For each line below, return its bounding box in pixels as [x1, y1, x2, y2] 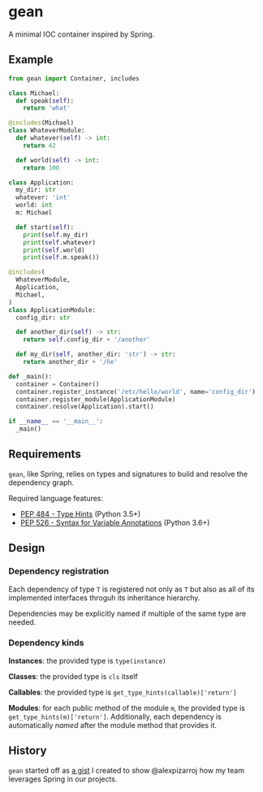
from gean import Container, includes [8, 74, 140, 83]
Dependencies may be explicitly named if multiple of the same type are [8, 608, 246, 618]
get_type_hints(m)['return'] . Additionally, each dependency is [8, 712, 222, 721]
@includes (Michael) [8, 119, 75, 128]
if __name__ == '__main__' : [8, 418, 104, 426]
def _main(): [8, 372, 53, 380]
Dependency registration [8, 565, 110, 577]
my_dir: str [15, 186, 57, 194]
